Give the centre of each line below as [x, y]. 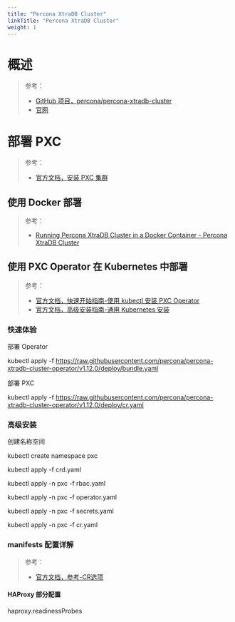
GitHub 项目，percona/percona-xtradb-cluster [104, 101]
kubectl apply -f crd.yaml [45, 470]
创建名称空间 [26, 442]
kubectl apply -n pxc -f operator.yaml [62, 497]
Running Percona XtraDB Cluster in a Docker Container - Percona [131, 235]
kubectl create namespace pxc [53, 456]
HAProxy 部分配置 [34, 595]
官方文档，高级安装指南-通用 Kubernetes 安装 [102, 309]
